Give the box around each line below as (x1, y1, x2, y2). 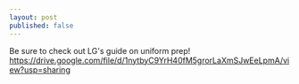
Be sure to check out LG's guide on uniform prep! (9, 45, 191, 56)
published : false (9, 21, 74, 30)
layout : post (9, 12, 58, 22)
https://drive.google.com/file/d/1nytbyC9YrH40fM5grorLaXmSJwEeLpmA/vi (9, 55, 290, 65)
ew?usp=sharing (9, 64, 71, 75)
